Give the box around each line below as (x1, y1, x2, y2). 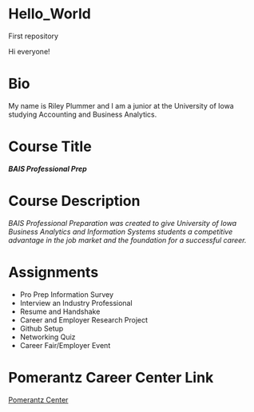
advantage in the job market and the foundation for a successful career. (8, 235, 247, 244)
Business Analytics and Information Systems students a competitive (8, 227, 233, 236)
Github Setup (19, 323, 64, 333)
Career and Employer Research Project (19, 315, 149, 324)
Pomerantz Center (8, 394, 69, 404)
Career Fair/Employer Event (19, 340, 111, 350)
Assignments (8, 263, 99, 281)
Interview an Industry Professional (19, 298, 133, 307)
